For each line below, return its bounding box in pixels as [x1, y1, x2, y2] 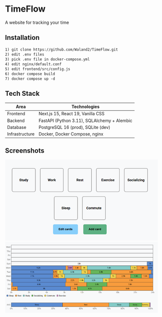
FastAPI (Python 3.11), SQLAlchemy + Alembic [38, 118, 132, 123]
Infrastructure [7, 131, 35, 137]
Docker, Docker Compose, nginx [38, 131, 103, 137]
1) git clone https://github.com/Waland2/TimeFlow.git [5, 47, 118, 52]
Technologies [71, 104, 100, 110]
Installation [5, 34, 40, 42]
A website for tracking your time [5, 19, 69, 25]
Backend [7, 118, 25, 123]
